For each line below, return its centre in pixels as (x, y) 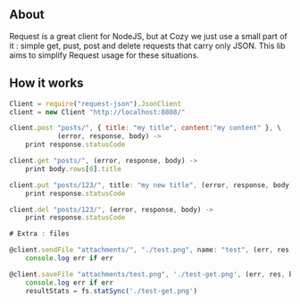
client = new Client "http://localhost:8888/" (97, 112)
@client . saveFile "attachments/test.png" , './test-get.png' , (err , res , (147, 274)
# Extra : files (39, 234)
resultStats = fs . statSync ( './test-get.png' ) (112, 291)
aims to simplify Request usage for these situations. (104, 55)
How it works (46, 83)
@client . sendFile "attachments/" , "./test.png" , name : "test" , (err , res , (151, 250)
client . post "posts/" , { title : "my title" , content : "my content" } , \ (145, 128)
